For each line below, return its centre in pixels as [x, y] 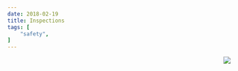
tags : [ [19, 27]
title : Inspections [36, 21]
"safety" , [35, 34]
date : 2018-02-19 [33, 14]
